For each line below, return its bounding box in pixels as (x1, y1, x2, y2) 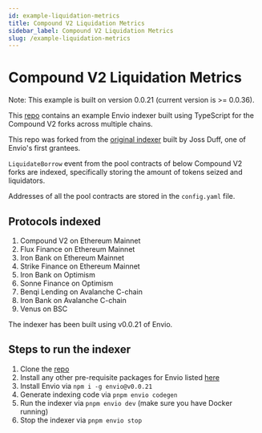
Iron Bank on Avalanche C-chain (19, 296, 127, 305)
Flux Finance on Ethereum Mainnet (19, 245, 135, 253)
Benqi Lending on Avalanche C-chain (19, 287, 143, 297)
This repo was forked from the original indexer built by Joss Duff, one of (8, 135, 246, 144)
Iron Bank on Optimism (19, 270, 96, 279)
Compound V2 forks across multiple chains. (8, 119, 154, 129)
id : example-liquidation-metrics (8, 11, 120, 20)
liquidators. (8, 176, 46, 185)
